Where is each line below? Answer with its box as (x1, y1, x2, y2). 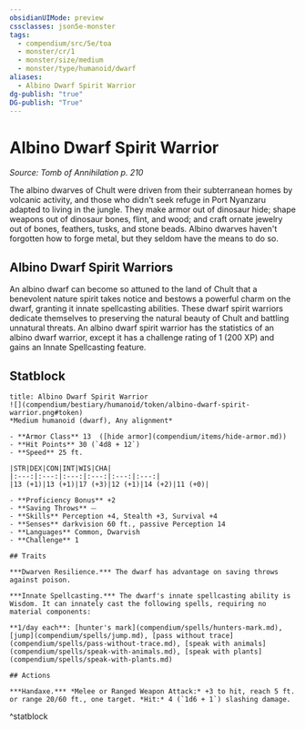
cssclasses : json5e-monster (9, 22, 117, 31)
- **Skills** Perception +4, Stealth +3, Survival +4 (9, 511, 219, 521)
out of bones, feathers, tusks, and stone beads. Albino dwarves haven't (9, 224, 278, 235)
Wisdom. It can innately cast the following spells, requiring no (9, 599, 267, 608)
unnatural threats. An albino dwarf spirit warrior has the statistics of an (9, 322, 275, 333)
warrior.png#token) (9, 408, 84, 417)
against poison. (9, 575, 71, 584)
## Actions (9, 671, 51, 680)
